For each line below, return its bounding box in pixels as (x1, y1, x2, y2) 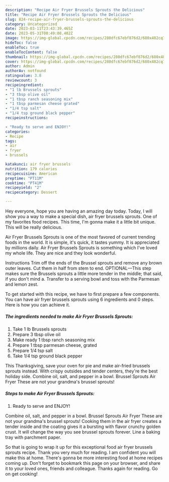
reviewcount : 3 (5, 78, 37, 83)
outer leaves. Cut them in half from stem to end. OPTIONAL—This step (5, 265, 152, 271)
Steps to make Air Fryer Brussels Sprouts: (5, 390, 95, 396)
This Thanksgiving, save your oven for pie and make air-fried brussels (5, 362, 150, 368)
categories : (5, 129, 30, 134)
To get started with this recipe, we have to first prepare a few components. (5, 291, 160, 297)
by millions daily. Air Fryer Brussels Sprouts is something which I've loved (5, 245, 157, 250)
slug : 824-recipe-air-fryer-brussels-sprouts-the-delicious (5, 17, 134, 22)
